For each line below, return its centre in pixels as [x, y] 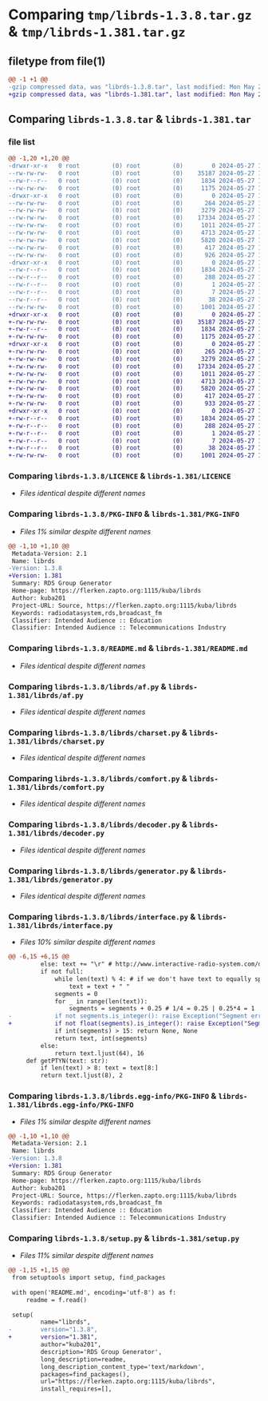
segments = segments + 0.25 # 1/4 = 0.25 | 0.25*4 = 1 [162, 1009]
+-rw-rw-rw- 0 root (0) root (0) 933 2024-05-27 [132, 404]
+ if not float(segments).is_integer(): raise [106, 1024]
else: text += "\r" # [76, 964]
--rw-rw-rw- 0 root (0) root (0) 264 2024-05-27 [132, 203]
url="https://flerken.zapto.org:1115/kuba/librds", [128, 1382]
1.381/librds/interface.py [61, 925]
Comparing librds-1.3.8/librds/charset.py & [98, 732]
